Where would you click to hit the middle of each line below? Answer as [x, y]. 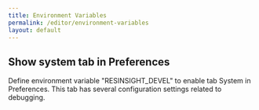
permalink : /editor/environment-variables [78, 23]
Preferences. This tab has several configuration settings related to [115, 89]
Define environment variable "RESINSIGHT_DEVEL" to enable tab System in [129, 81]
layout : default [35, 30]
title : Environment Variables [58, 15]
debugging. [27, 97]
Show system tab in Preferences [89, 62]
